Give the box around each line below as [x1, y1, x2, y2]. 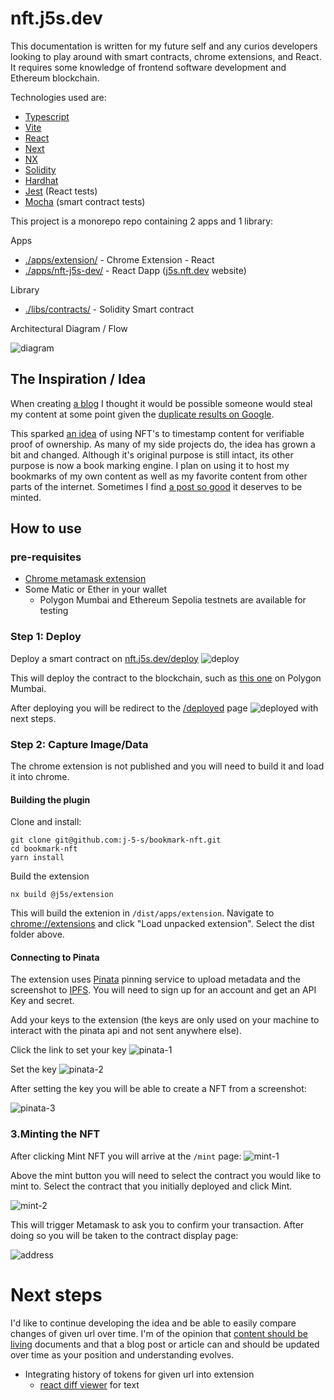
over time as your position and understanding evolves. [10, 1348, 235, 1361]
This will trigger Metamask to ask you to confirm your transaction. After [10, 1218, 305, 1231]
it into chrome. [10, 771, 70, 783]
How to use [10, 520, 82, 537]
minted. [10, 491, 42, 503]
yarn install [10, 853, 65, 863]
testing [39, 605, 69, 617]
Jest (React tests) [24, 185, 98, 197]
